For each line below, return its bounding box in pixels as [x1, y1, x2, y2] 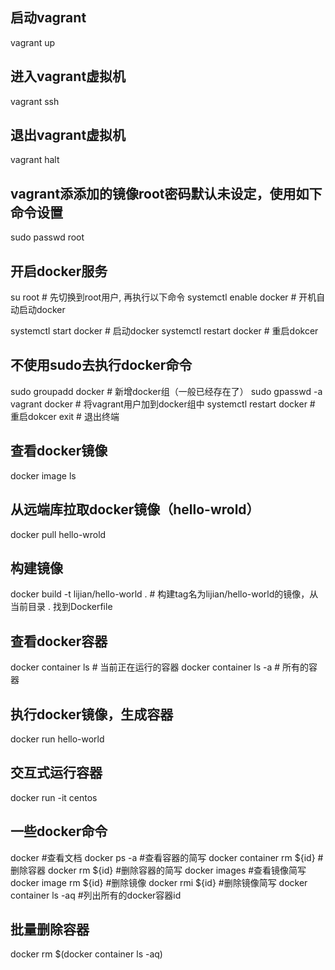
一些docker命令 [10, 823, 108, 840]
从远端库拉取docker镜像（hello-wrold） [10, 501, 260, 518]
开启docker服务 [10, 263, 108, 280]
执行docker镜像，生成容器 [10, 706, 174, 723]
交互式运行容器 [10, 764, 103, 782]
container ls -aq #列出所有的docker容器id [10, 889, 182, 901]
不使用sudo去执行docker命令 [10, 357, 193, 374]
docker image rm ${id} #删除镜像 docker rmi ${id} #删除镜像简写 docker [10, 876, 308, 888]
